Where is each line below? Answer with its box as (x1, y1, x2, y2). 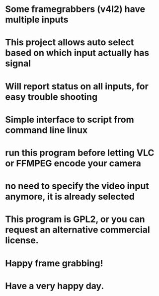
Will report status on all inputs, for (5, 80, 149, 92)
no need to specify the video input (5, 180, 149, 192)
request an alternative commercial (5, 224, 150, 235)
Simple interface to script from (5, 114, 134, 125)
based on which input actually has (5, 47, 150, 59)
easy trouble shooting (5, 91, 98, 102)
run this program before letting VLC (5, 147, 155, 158)
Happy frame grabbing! (5, 257, 103, 269)
